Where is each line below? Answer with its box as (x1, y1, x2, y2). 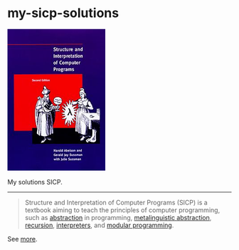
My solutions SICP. (7, 177, 63, 186)
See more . (7, 234, 38, 243)
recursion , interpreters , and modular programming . (24, 221, 174, 229)
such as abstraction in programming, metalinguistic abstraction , (24, 213, 212, 222)
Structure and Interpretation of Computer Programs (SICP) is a (24, 198, 208, 207)
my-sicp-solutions (7, 5, 119, 21)
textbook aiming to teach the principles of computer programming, (24, 205, 221, 214)
